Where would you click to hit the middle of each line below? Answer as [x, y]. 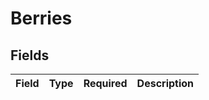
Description [165, 83]
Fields [30, 55]
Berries [41, 18]
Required [105, 83]
